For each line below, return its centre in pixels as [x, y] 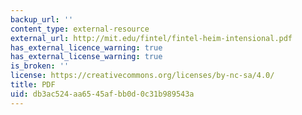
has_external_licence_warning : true [86, 47]
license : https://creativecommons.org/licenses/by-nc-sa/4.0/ [142, 76]
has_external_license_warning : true [86, 57]
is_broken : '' [40, 66]
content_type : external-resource [80, 29]
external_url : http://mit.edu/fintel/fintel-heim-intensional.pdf [151, 38]
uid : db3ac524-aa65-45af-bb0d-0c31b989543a [102, 94]
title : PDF [33, 85]
